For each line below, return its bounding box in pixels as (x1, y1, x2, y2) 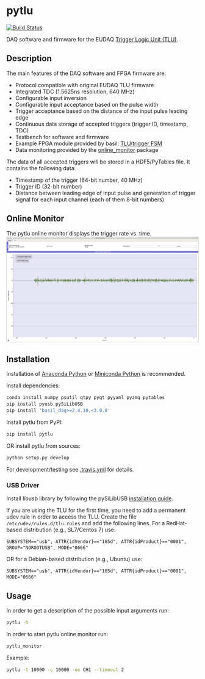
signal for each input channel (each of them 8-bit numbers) (15, 196, 165, 203)
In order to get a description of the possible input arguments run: (6, 606, 170, 614)
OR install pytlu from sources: (6, 442, 81, 449)
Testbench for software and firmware (15, 133, 109, 140)
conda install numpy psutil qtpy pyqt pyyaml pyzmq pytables (6, 395, 165, 401)
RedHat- (166, 520, 187, 527)
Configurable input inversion (15, 94, 87, 101)
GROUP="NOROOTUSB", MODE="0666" (6, 545, 88, 551)
